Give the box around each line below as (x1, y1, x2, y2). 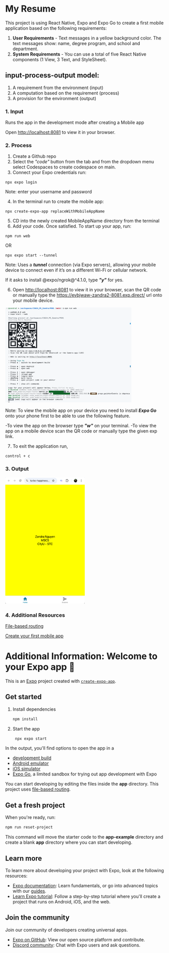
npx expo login (5, 180, 37, 185)
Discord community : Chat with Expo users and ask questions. (12, 942, 141, 948)
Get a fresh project (5, 801, 66, 809)
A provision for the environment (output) (12, 95, 97, 101)
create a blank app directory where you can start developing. (5, 839, 133, 845)
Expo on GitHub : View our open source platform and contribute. (12, 936, 145, 942)
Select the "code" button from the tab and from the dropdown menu (12, 159, 154, 165)
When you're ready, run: (5, 814, 55, 820)
